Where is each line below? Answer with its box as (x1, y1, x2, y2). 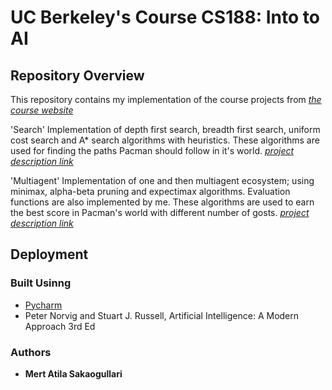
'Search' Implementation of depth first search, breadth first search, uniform (10, 124, 321, 135)
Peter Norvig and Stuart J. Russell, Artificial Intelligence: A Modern (24, 309, 300, 321)
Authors (10, 345, 52, 359)
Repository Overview (10, 67, 145, 84)
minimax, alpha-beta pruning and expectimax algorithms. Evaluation (10, 186, 291, 197)
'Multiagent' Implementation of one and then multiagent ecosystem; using (10, 175, 315, 186)
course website (10, 104, 74, 116)
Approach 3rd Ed (24, 320, 96, 332)
